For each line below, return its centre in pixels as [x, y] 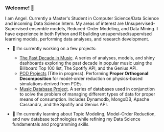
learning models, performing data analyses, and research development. [77, 39]
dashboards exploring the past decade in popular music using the [86, 63]
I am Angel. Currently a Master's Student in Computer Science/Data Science [82, 19]
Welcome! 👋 [20, 8]
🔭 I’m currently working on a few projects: [54, 49]
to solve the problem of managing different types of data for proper [87, 94]
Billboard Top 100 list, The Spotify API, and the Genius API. [79, 68]
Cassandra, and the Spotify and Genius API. [64, 105]
